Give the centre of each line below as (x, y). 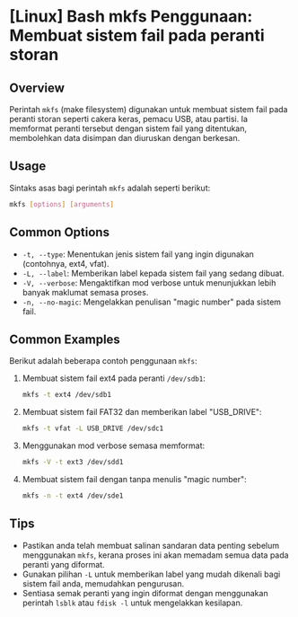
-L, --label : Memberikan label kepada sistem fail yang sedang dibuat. (153, 273)
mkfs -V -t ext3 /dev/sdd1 (73, 463)
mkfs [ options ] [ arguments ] (62, 204)
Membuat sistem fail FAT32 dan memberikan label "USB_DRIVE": (142, 412)
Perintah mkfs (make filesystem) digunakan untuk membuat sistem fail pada (149, 109)
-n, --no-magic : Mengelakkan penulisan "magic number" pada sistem (151, 302)
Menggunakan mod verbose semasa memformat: (114, 445)
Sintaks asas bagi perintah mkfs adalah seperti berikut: (110, 188)
